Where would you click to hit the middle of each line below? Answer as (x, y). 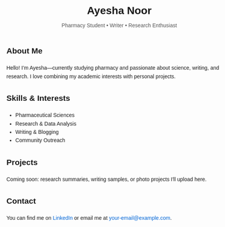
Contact (21, 201)
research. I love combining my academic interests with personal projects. (91, 76)
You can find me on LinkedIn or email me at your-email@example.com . (89, 218)
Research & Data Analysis (46, 123)
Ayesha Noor (119, 11)
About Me (24, 51)
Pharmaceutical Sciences (45, 115)
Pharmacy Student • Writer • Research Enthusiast (119, 25)
